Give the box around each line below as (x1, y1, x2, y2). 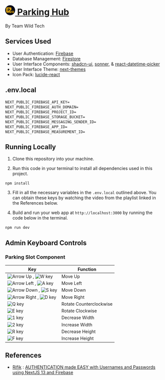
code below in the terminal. (12, 215, 68, 221)
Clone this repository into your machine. (12, 156, 95, 162)
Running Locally (5, 143, 56, 151)
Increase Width (61, 322, 93, 327)
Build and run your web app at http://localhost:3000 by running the (12, 210, 153, 216)
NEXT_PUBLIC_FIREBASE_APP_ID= (5, 124, 68, 129)
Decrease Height (61, 328, 96, 334)
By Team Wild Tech (5, 23, 45, 29)
